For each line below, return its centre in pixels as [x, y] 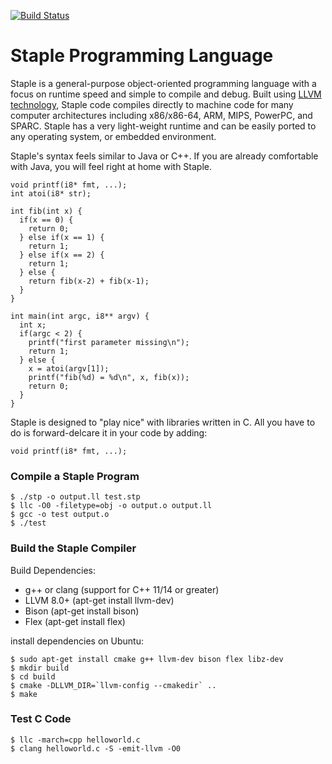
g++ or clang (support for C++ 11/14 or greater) [122, 589]
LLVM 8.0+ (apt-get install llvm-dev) [99, 600]
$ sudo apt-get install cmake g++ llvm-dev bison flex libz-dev [147, 659]
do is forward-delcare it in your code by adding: [109, 432]
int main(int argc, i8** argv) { [80, 316]
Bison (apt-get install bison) [82, 611]
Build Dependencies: [53, 570]
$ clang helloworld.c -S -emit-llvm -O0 [96, 748]
